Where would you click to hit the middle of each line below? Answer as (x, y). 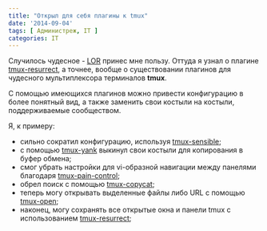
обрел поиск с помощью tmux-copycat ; (87, 184)
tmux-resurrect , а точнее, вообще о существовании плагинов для (120, 70)
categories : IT (34, 38)
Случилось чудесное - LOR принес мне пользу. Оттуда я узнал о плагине (133, 61)
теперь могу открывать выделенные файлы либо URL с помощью (132, 192)
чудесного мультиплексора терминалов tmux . (88, 78)
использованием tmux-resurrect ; (76, 218)
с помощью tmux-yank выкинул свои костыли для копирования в (132, 150)
